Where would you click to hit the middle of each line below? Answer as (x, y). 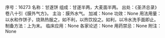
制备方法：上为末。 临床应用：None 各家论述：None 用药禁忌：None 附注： (83, 26)
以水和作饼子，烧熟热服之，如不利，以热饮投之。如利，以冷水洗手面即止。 (82, 19)
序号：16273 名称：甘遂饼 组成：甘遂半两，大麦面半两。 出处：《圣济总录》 (82, 7)
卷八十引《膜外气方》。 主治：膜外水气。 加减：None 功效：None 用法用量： (83, 13)
